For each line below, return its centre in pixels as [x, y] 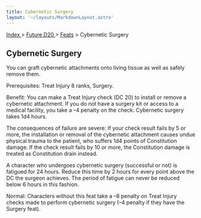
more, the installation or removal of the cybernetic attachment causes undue [101, 135]
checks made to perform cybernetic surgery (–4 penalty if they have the [95, 202]
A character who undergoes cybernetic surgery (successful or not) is [92, 165]
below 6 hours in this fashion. [43, 184]
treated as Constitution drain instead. [52, 154]
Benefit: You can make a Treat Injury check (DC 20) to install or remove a [97, 97]
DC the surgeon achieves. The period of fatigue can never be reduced [93, 178]
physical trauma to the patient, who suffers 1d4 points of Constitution [91, 141]
